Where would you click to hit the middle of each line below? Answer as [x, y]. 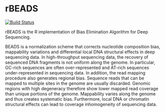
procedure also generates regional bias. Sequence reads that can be [75, 78]
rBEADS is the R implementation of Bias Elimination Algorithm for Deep [77, 32]
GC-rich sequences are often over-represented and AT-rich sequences [77, 68]
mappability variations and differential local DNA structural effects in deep [80, 52]
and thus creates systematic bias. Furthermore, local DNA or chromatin [77, 99]
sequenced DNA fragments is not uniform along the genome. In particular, [80, 62]
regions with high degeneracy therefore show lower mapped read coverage [82, 88]
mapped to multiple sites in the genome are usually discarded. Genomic [78, 83]
